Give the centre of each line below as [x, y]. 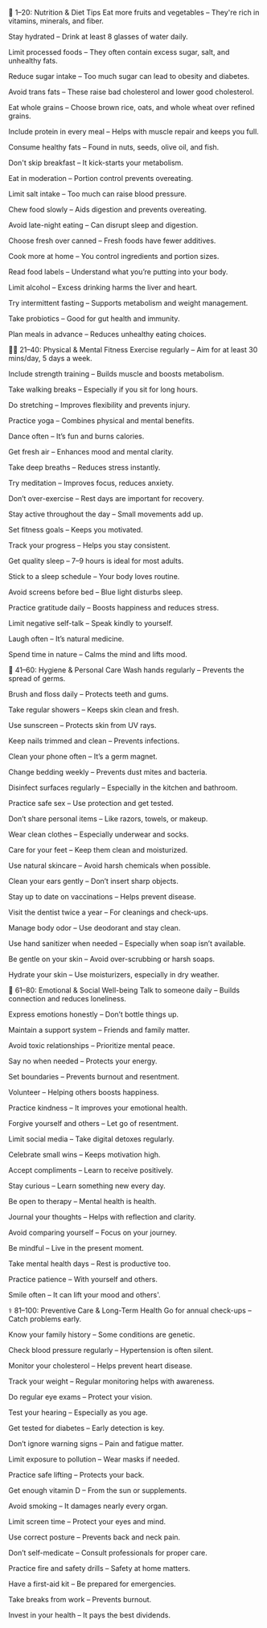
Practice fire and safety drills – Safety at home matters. [99, 1568]
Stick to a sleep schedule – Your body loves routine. [94, 576]
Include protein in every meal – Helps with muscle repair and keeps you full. [133, 132]
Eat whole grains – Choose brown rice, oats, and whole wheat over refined [131, 107]
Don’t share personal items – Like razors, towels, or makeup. [108, 819]
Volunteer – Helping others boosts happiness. [84, 1092]
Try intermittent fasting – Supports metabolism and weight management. [128, 303]
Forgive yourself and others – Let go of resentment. [93, 1123]
